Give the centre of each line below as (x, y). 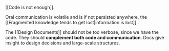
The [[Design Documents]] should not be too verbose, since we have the (82, 32)
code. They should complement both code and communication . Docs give (85, 38)
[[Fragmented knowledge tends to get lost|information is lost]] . (72, 22)
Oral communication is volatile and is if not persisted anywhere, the (76, 17)
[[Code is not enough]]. (30, 7)
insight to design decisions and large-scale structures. (63, 43)
